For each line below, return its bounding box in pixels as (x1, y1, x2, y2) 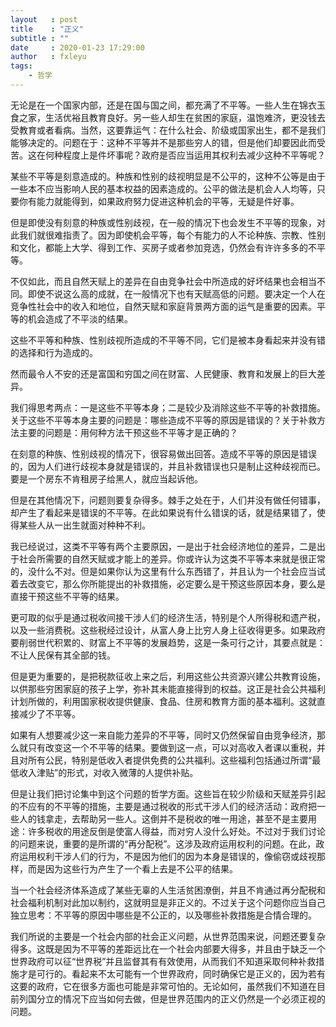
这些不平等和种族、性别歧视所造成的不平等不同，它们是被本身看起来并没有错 (10, 334, 326, 346)
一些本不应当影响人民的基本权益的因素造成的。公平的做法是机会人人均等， (10, 182, 317, 195)
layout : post (10, 14, 78, 25)
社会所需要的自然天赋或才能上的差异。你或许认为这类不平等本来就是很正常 (18, 552, 326, 565)
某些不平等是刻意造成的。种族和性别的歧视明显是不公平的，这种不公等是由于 (10, 170, 326, 182)
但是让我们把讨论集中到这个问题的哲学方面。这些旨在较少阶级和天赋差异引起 (10, 787, 326, 800)
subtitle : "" (10, 33, 70, 43)
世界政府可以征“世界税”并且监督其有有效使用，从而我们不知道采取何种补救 (10, 955, 317, 967)
